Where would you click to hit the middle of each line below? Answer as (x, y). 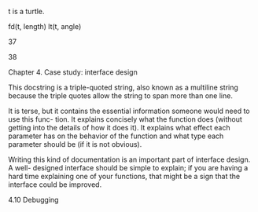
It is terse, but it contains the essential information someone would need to (129, 111)
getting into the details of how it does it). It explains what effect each (119, 128)
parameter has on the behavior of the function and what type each (116, 136)
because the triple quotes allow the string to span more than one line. (121, 96)
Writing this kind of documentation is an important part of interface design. (129, 159)
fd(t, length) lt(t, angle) (45, 26)
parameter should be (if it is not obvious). (75, 144)
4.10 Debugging (33, 200)
